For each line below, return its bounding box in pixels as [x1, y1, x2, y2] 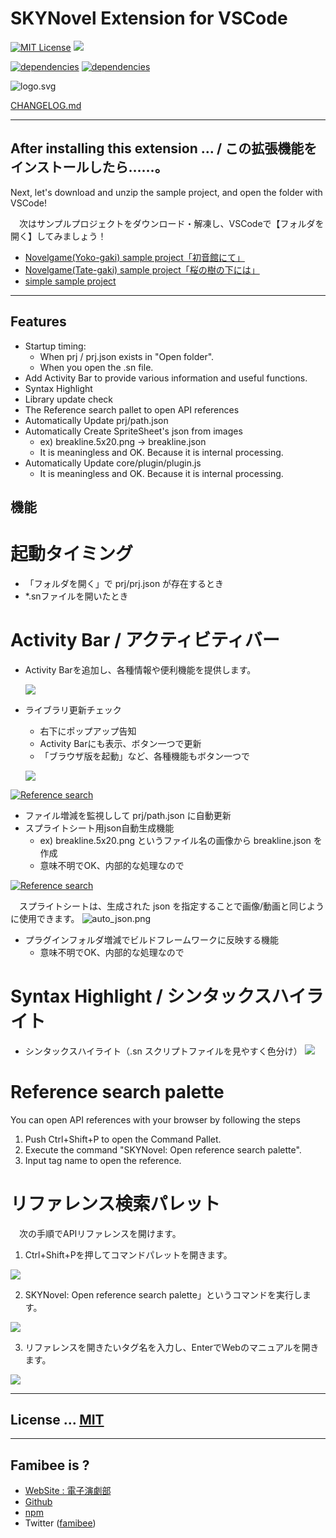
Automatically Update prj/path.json [24, 414, 169, 426]
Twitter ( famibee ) [24, 1517, 97, 1529]
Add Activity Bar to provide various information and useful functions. [24, 372, 308, 384]
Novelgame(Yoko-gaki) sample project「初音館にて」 [24, 251, 245, 263]
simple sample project [24, 275, 117, 287]
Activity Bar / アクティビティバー [10, 629, 280, 652]
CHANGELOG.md [10, 99, 82, 111]
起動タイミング [10, 543, 134, 566]
